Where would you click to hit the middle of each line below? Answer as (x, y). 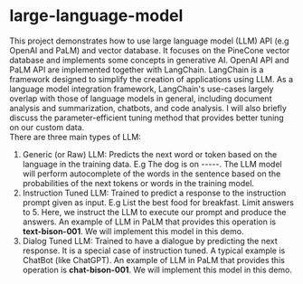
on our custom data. (47, 127)
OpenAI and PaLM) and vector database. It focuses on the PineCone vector (150, 50)
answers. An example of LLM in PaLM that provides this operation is (149, 222)
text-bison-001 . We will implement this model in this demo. (133, 231)
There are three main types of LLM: (76, 137)
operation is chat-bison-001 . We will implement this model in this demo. (157, 270)
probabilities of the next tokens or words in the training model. (138, 183)
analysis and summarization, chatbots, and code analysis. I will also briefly (148, 108)
